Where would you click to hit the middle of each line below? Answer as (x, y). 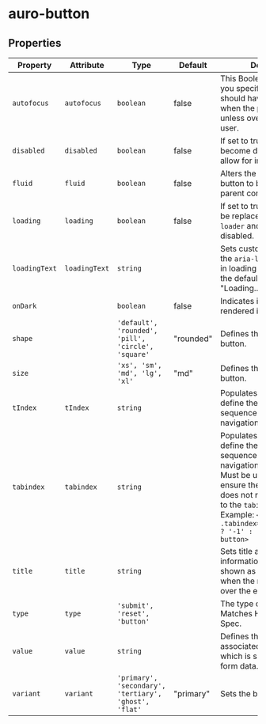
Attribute (87, 65)
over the (236, 591)
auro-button (49, 14)
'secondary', (142, 686)
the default (241, 278)
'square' (134, 354)
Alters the (238, 173)
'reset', (134, 614)
